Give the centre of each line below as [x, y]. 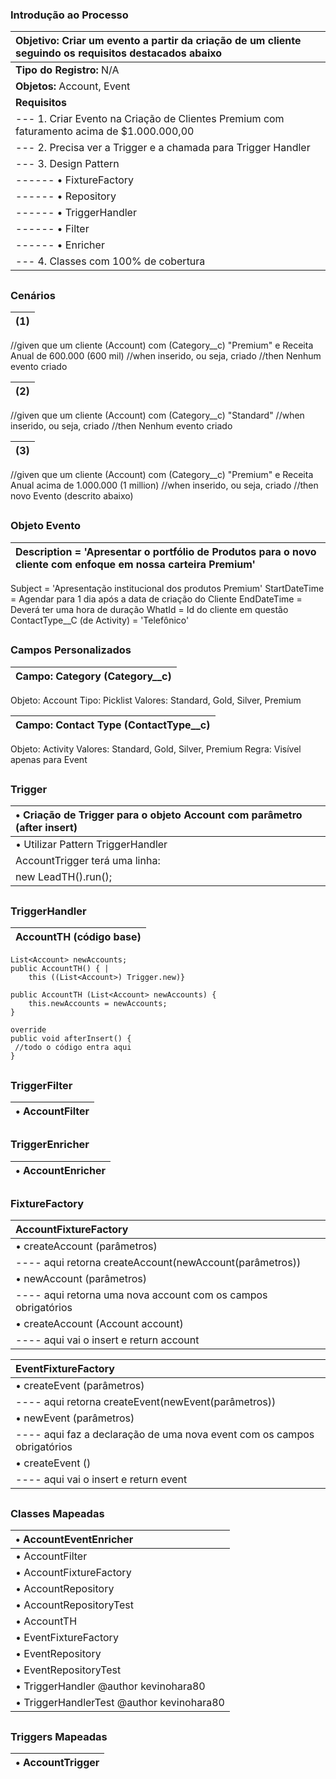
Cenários [33, 295]
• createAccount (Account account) [99, 1324]
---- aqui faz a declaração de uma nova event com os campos [165, 1435]
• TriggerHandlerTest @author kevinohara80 [120, 1703]
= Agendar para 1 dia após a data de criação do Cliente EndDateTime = [156, 599]
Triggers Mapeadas [59, 1736]
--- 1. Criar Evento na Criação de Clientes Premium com [150, 119]
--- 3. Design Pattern [67, 164]
